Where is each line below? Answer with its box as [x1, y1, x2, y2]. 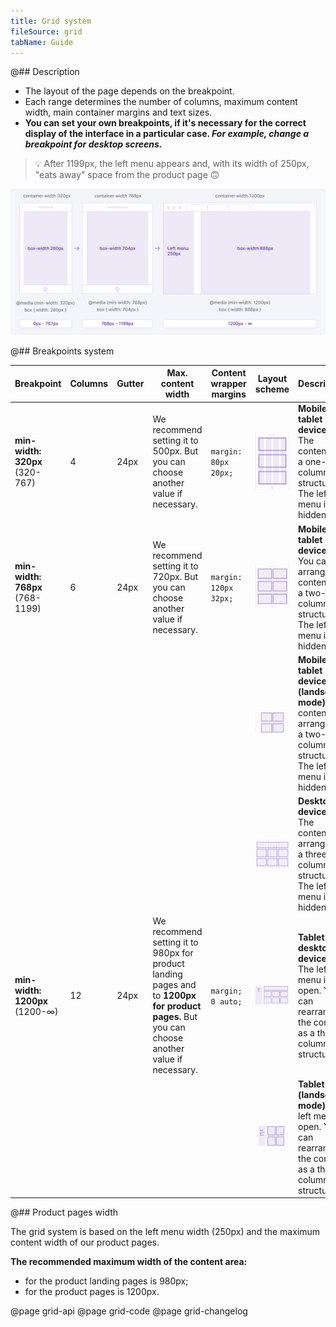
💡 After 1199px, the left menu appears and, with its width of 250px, [34, 158, 310, 170]
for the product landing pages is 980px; [24, 1275, 189, 1287]
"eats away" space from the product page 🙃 [34, 169, 220, 181]
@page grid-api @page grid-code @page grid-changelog [10, 1305, 248, 1317]
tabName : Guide [10, 37, 74, 47]
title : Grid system [10, 16, 92, 26]
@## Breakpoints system [10, 345, 115, 357]
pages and [152, 979, 197, 991]
